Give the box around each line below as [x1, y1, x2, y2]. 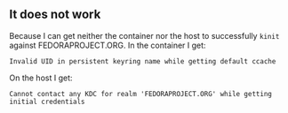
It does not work [9, 7, 101, 22]
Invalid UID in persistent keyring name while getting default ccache [9, 56, 276, 65]
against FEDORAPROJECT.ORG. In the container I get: [9, 40, 206, 50]
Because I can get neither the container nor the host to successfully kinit [9, 30, 280, 41]
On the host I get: [9, 72, 73, 83]
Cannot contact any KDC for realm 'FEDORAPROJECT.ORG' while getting [9, 89, 273, 98]
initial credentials [9, 97, 86, 106]
